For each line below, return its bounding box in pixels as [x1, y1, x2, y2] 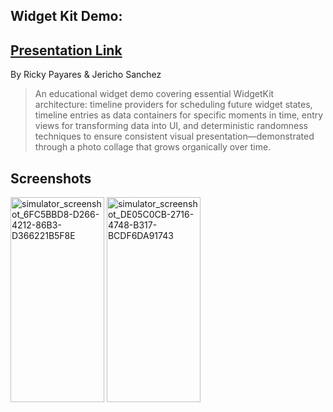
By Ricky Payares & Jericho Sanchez [10, 69, 162, 81]
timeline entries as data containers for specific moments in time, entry [34, 109, 324, 121]
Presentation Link [10, 42, 123, 59]
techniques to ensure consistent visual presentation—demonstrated [34, 130, 315, 143]
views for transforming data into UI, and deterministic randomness [34, 120, 308, 132]
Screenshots [10, 170, 92, 187]
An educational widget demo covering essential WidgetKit [34, 88, 275, 100]
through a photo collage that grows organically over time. [34, 141, 272, 153]
